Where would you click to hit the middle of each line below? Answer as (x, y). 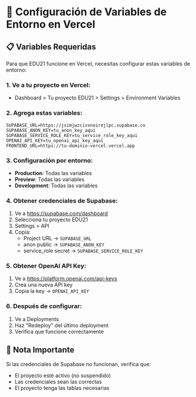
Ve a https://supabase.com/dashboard (61, 214)
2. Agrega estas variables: (44, 113)
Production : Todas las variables (53, 173)
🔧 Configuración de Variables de (87, 12)
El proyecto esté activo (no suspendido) (63, 375)
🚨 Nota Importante (40, 350)
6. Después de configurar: (44, 306)
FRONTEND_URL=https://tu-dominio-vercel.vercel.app (70, 146)
